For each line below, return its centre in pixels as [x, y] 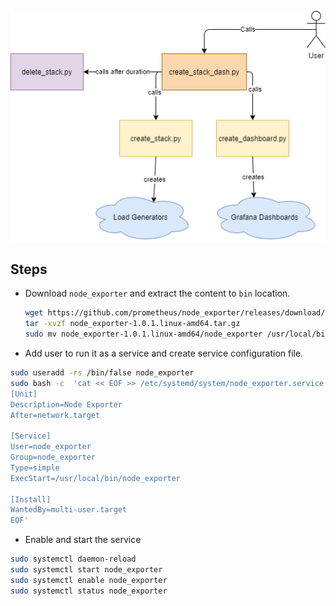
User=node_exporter [51, 447]
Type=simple [35, 467]
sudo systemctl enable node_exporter [89, 580]
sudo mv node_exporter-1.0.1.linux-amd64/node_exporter [143, 334]
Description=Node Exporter [66, 404]
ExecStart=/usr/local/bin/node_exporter [96, 478]
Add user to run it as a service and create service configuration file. [164, 353]
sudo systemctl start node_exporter [86, 570]
